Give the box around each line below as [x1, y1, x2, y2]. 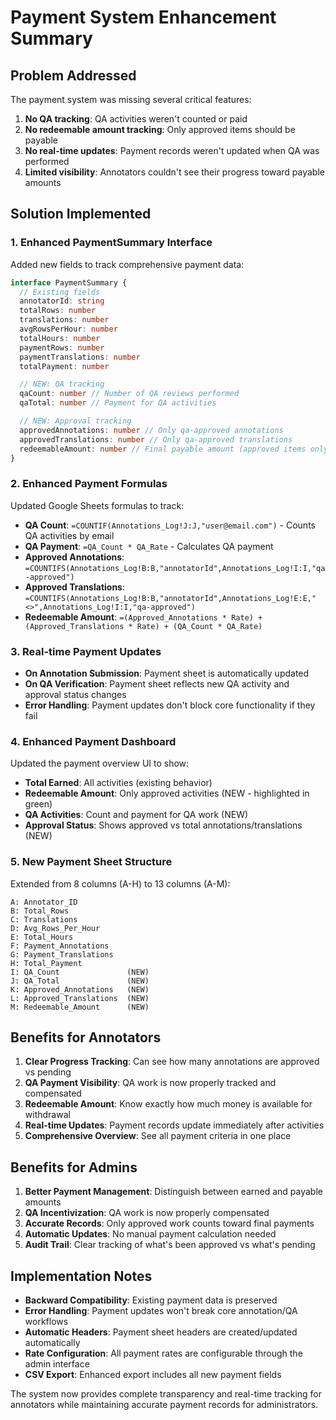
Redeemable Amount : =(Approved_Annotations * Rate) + [24, 611, 263, 623]
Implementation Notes [10, 1267, 153, 1285]
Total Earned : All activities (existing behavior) [24, 777, 213, 789]
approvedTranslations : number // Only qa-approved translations [19, 434, 293, 445]
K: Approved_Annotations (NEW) [10, 984, 150, 995]
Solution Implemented [10, 206, 152, 223]
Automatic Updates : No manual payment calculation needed [24, 1228, 277, 1240]
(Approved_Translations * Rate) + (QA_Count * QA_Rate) [24, 621, 263, 631]
